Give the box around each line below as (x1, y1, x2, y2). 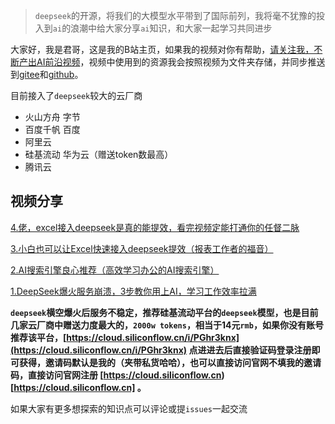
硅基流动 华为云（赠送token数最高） (24, 149, 174, 160)
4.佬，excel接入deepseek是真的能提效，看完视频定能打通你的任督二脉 (10, 221, 300, 233)
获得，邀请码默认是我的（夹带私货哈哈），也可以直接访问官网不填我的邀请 (18, 356, 322, 368)
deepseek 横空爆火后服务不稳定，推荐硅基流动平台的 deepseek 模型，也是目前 (10, 306, 319, 318)
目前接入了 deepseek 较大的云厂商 (10, 90, 143, 101)
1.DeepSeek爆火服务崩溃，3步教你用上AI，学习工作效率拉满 (10, 285, 257, 297)
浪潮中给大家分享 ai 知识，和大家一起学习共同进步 (70, 22, 273, 34)
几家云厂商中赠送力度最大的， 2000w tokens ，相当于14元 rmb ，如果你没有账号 (10, 319, 324, 331)
